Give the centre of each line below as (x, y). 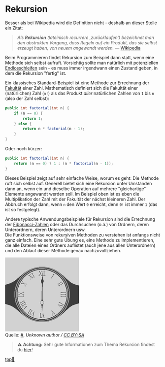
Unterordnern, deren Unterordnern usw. (46, 230)
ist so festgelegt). (23, 209)
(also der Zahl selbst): (27, 98)
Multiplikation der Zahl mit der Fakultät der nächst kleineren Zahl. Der (75, 199)
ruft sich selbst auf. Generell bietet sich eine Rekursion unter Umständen (79, 183)
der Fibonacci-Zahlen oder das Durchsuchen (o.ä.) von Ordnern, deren (77, 224)
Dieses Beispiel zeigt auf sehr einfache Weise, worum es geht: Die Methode (82, 178)
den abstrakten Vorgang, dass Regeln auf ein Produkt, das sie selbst (87, 42)
